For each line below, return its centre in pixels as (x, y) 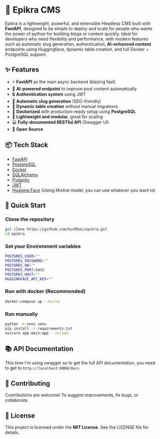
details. (12, 433)
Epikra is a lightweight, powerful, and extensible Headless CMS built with (78, 23)
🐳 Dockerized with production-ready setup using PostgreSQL (74, 111)
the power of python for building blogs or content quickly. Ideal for (72, 34)
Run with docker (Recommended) (45, 291)
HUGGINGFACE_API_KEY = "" (29, 279)
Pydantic (21, 180)
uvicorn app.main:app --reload (37, 333)
